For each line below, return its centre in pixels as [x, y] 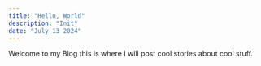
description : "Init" [43, 23]
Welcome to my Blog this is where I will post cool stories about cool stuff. [131, 54]
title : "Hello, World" [47, 16]
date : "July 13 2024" [45, 31]
